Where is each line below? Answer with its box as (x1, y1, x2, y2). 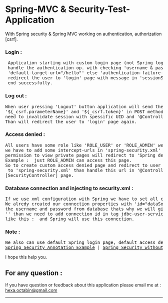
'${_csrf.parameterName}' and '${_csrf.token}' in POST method (5, 109, 163, 114)
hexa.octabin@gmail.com (5, 287, 57, 293)
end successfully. (7, 80, 53, 86)
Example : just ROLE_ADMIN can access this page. (5, 157, 132, 163)
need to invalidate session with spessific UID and (5, 114, 135, 119)
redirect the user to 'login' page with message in (7, 75, 137, 81)
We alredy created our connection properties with (5, 201, 132, 207)
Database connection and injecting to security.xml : (5, 185, 133, 192)
